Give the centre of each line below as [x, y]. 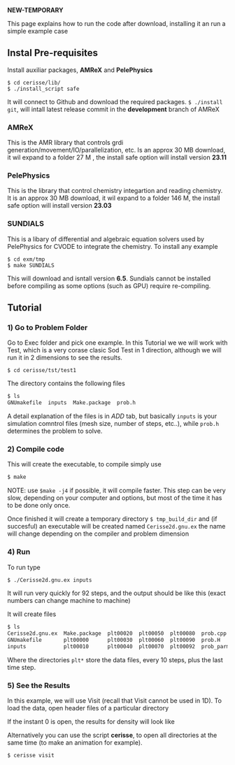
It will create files [32, 614]
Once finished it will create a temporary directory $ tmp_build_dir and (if [112, 519]
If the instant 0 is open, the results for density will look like [91, 722]
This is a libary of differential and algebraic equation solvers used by [106, 239]
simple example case [38, 31]
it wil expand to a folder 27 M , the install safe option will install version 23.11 [117, 157]
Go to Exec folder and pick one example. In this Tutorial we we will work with [117, 343]
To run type [24, 567]
